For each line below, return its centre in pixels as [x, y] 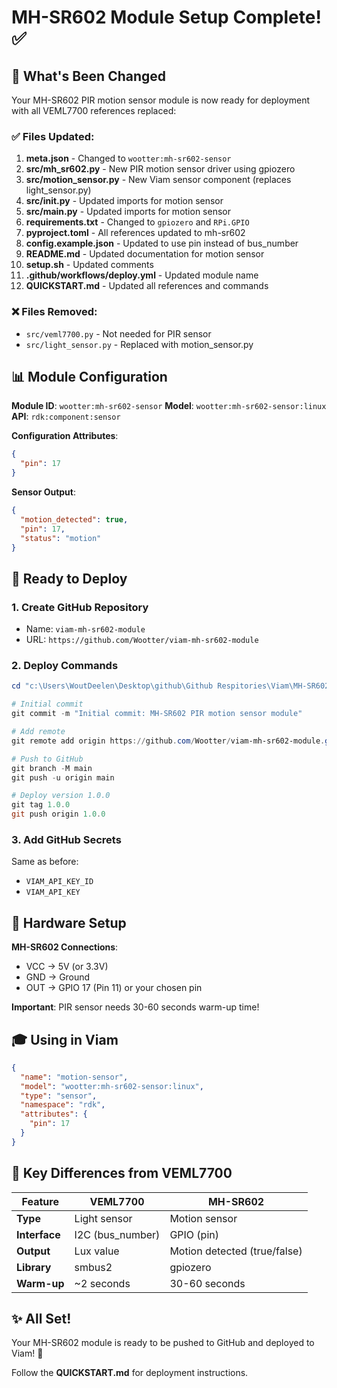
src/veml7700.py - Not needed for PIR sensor [118, 333]
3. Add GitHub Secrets [66, 839]
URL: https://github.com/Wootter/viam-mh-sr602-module [142, 640]
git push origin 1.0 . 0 [58, 814]
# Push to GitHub [47, 759]
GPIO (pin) [194, 1234]
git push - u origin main [63, 777]
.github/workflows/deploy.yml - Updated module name [142, 275]
